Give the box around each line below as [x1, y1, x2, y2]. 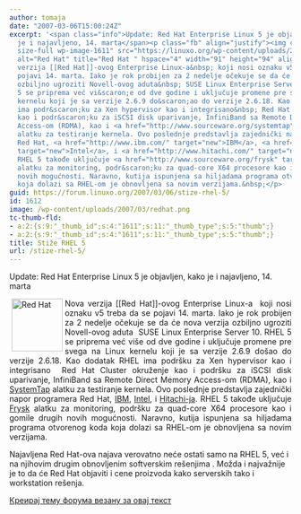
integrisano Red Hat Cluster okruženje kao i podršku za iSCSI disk [9, 365, 292, 376]
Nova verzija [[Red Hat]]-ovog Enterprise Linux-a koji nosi [64, 298, 292, 309]
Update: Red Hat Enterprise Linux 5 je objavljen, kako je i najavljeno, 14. [9, 271, 273, 283]
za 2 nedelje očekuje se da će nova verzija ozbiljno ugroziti [64, 318, 292, 328]
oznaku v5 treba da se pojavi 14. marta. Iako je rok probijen [64, 308, 292, 318]
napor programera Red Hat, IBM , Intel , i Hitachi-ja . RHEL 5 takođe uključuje [9, 394, 292, 405]
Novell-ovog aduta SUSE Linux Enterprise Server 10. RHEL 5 [64, 327, 292, 337]
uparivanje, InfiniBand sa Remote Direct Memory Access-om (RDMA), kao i [9, 374, 292, 386]
